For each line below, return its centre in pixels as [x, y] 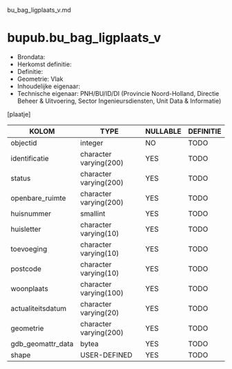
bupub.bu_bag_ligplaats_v [84, 38]
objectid [24, 143]
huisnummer [31, 213]
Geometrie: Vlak [40, 79]
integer [92, 143]
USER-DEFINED [106, 355]
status [21, 178]
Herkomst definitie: [44, 64]
